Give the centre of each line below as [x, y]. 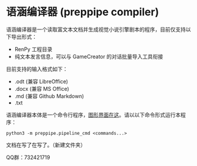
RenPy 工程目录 [33, 49]
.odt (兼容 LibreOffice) [41, 81]
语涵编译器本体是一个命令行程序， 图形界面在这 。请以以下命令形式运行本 [93, 114]
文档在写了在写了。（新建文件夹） [46, 145]
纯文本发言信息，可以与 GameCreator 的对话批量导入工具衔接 [89, 56]
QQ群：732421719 [28, 157]
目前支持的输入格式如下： [37, 69]
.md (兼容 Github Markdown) [49, 96]
